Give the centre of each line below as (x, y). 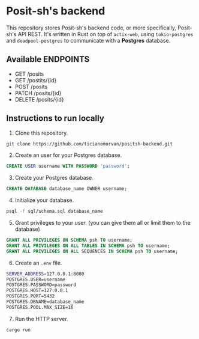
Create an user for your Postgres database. (68, 155)
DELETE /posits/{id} (39, 99)
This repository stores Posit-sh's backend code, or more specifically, (91, 28)
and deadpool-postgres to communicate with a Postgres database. (88, 40)
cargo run (19, 330)
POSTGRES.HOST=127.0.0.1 (37, 291)
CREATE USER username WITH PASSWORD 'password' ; (68, 166)
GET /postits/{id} (36, 80)
